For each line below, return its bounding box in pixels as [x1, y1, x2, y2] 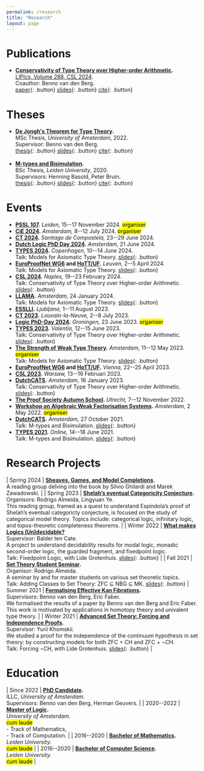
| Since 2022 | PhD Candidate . [6, 687, 84, 694]
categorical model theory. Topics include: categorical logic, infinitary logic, [6, 515, 194, 523]
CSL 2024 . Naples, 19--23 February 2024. [15, 273, 122, 281]
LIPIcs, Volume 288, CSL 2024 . [15, 73, 93, 81]
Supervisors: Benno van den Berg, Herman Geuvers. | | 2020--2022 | [6, 700, 181, 707]
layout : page [6, 20, 40, 26]
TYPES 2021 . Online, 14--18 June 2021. [15, 428, 114, 436]
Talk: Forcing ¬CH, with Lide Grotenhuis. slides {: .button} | [6, 645, 153, 653]
